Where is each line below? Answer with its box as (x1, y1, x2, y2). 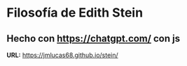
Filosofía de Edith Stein (6, 5, 144, 21)
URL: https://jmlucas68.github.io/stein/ (6, 51, 118, 59)
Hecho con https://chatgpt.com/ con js (6, 33, 180, 44)
